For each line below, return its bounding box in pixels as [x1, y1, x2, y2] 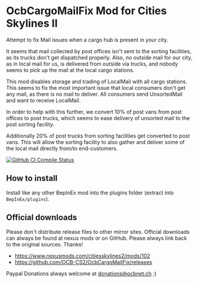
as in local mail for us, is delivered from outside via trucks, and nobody [6, 60, 178, 67]
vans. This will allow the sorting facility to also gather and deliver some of [6, 138, 185, 145]
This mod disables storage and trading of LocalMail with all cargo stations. [6, 78, 187, 85]
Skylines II [6, 17, 58, 30]
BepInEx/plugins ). [6, 195, 50, 202]
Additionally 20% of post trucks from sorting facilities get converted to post [6, 132, 190, 139]
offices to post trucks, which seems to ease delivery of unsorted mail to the [6, 114, 190, 122]
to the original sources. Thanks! [6, 240, 83, 248]
